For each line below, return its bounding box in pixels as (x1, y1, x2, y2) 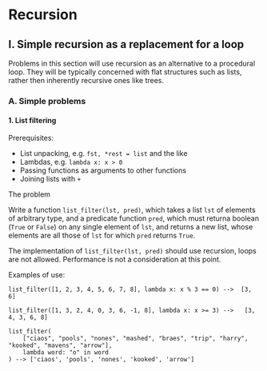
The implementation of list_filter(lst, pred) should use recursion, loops (8, 246, 257, 256)
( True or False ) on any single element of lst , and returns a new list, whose (8, 222, 253, 232)
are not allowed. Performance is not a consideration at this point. (8, 254, 221, 265)
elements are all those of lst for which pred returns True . (8, 230, 196, 241)
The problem (8, 189, 50, 199)
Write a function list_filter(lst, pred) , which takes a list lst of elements (8, 205, 256, 215)
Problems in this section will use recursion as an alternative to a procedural (8, 58, 256, 68)
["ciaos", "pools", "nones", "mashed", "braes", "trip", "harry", (22, 334, 249, 343)
